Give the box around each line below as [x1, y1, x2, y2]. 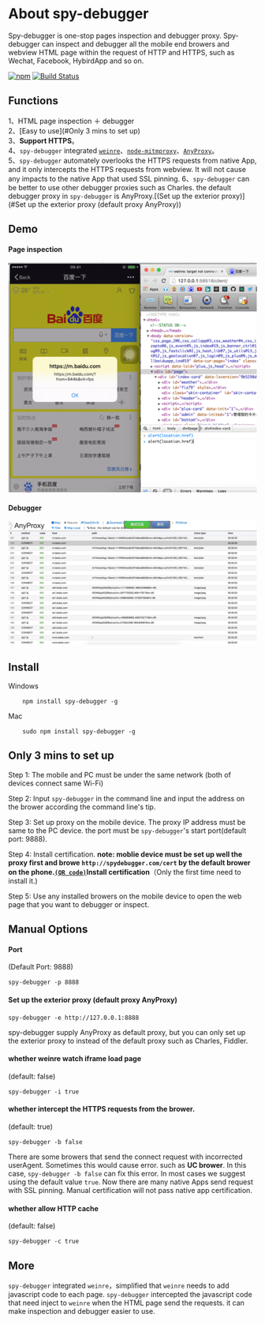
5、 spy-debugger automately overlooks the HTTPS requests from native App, [8, 156, 257, 165]
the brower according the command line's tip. [8, 802, 156, 812]
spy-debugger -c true [8, 1237, 80, 1246]
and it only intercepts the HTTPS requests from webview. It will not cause [8, 164, 247, 174]
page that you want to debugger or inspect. [8, 899, 150, 909]
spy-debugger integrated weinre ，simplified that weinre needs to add [8, 1281, 230, 1291]
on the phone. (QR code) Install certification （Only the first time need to [8, 867, 242, 876]
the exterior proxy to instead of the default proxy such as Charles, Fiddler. [8, 1036, 248, 1045]
